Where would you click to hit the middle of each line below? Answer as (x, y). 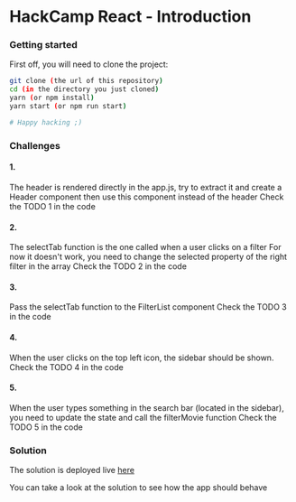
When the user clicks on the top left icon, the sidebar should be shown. (142, 358)
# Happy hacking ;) (46, 122)
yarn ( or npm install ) (52, 98)
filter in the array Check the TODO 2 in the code (98, 266)
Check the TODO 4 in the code (66, 367)
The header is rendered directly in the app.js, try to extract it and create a (146, 187)
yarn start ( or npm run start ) (68, 107)
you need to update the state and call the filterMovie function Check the (143, 417)
